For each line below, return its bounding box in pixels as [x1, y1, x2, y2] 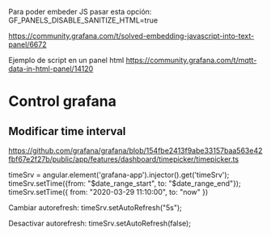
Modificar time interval [8, 124, 126, 138]
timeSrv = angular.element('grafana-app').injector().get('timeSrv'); [8, 170, 230, 179]
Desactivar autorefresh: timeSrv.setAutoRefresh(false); [8, 218, 192, 228]
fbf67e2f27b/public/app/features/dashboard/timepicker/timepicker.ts [8, 154, 239, 164]
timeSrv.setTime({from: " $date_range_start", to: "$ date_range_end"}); [8, 179, 241, 188]
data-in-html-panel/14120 [8, 64, 94, 74]
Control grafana [8, 92, 117, 111]
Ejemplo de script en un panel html [8, 56, 125, 65]
